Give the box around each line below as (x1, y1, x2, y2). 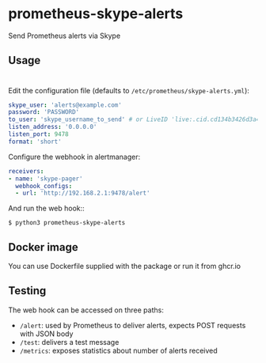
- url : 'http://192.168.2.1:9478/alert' (15, 189, 150, 198)
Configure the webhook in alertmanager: (8, 152, 141, 161)
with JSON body (19, 329, 74, 338)
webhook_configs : (15, 182, 73, 190)
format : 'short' (8, 138, 62, 146)
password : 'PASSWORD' (8, 108, 80, 116)
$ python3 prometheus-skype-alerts (8, 219, 126, 227)
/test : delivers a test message (19, 337, 120, 346)
